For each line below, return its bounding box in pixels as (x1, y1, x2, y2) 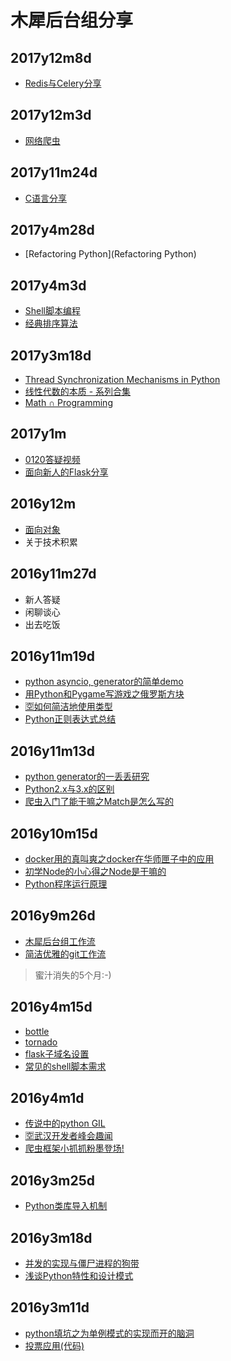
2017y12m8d (10, 49, 92, 66)
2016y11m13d (10, 742, 96, 760)
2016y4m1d (10, 1089, 85, 1106)
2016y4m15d (10, 999, 93, 1016)
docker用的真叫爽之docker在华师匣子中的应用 (24, 852, 215, 865)
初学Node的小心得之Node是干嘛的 (24, 865, 167, 877)
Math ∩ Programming (24, 397, 113, 409)
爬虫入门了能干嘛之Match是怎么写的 (24, 796, 175, 808)
